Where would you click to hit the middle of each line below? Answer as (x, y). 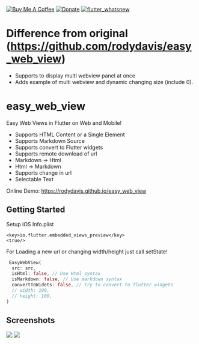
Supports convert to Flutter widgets (59, 147)
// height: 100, (32, 296)
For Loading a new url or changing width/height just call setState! (87, 252)
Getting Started (36, 210)
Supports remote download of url (56, 154)
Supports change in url (43, 173)
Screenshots (31, 320)
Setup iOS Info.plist (30, 224)
